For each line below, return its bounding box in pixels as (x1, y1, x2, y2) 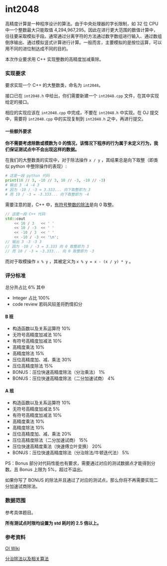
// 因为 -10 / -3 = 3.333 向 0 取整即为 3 (5, 244, 89, 249)
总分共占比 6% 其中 (5, 284, 46, 290)
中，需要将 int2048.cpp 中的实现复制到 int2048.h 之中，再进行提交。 (5, 116, 146, 122)
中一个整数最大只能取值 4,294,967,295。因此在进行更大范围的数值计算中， (5, 26, 158, 33)
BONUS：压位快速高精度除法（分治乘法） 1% (12, 369, 105, 375)
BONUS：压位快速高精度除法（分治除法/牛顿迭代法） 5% (12, 450, 129, 456)
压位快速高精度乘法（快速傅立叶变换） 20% (12, 443, 102, 450)
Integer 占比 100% (12, 294, 50, 300)
